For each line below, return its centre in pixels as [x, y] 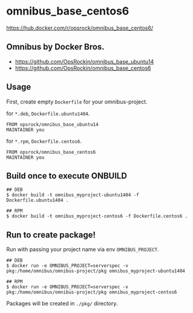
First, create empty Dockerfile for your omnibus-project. [77, 102]
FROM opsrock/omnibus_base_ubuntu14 [52, 124]
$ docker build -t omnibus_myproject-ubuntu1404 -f [73, 195]
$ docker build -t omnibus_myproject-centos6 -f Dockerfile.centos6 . [97, 216]
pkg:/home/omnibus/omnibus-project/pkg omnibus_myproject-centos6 [92, 292]
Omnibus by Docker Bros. [55, 47]
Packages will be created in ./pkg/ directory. [62, 303]
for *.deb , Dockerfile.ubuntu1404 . [48, 113]
